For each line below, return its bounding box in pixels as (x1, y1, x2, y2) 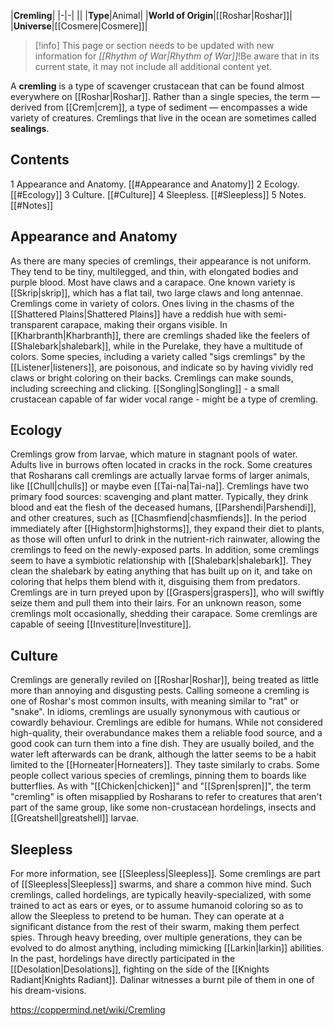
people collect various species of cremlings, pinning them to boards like (10, 770, 307, 782)
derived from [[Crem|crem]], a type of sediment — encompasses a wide (10, 101, 308, 113)
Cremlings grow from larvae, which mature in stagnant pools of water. (10, 448, 298, 460)
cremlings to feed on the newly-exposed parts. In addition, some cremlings (10, 544, 320, 556)
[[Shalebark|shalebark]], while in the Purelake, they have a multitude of (10, 340, 303, 352)
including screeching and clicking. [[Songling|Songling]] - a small (10, 382, 280, 394)
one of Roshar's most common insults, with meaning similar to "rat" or (10, 695, 300, 707)
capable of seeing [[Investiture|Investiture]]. (10, 618, 192, 630)
